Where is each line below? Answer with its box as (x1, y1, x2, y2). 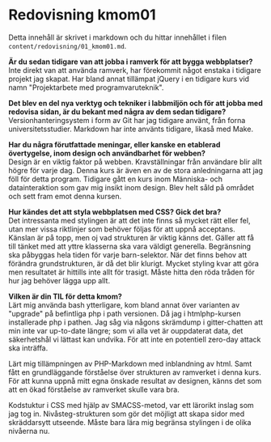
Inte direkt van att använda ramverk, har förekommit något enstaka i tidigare (8, 65, 261, 74)
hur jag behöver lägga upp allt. (8, 275, 111, 285)
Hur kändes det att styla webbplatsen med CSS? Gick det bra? (8, 206, 222, 216)
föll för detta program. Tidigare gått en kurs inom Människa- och (8, 174, 223, 184)
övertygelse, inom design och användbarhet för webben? (8, 148, 206, 158)
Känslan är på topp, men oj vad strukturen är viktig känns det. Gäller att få (8, 232, 255, 242)
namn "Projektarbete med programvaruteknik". (8, 83, 164, 92)
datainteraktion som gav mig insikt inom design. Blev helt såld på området (8, 182, 255, 192)
